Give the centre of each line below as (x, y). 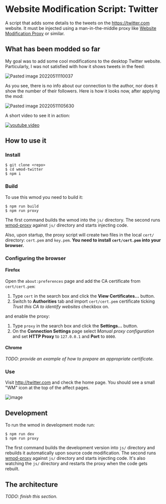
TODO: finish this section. (31, 496)
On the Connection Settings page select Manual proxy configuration (83, 331)
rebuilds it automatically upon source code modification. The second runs (81, 453)
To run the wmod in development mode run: (50, 425)
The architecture (32, 484)
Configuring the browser (36, 258)
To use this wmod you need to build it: (44, 197)
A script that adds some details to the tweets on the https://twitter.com (78, 23)
